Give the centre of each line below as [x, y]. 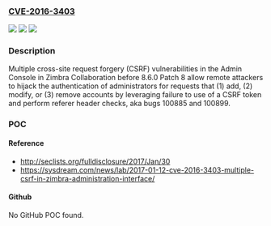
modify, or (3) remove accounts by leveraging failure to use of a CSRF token [135, 94]
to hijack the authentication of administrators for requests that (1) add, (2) [131, 86]
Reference [26, 143]
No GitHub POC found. [46, 215]
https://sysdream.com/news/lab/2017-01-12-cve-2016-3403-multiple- [137, 170]
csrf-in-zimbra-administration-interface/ [87, 178]
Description [32, 51]
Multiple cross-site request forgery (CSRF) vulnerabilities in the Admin [125, 68]
